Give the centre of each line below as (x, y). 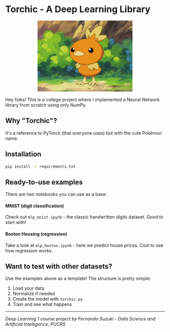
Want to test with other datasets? (59, 267)
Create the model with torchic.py (48, 299)
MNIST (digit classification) (35, 206)
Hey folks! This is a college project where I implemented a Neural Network (83, 99)
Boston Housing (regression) (36, 234)
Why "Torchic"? (31, 121)
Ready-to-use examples (44, 182)
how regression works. (29, 250)
